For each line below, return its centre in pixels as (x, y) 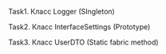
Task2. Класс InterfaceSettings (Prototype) (79, 27)
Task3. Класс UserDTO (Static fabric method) (83, 42)
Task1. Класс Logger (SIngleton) (62, 12)
